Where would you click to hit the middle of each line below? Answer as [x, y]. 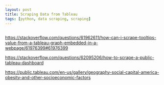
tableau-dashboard [24, 62]
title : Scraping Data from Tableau [41, 14]
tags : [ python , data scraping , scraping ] [48, 19]
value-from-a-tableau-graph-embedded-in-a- [52, 43]
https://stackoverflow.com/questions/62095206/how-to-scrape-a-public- [80, 57]
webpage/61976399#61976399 [37, 48]
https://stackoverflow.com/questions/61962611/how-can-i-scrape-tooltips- [81, 37]
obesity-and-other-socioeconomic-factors [48, 77]
